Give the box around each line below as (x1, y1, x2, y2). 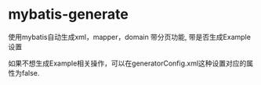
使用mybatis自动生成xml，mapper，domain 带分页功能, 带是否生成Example (8, 32, 251, 41)
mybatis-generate (8, 5, 129, 23)
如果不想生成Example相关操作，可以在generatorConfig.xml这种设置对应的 (8, 58, 247, 68)
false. (21, 68, 40, 77)
